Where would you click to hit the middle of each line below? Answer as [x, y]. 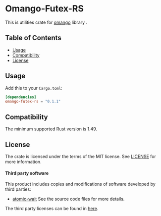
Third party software [27, 173]
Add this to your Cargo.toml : [34, 88]
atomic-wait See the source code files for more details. [68, 199]
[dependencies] [21, 97]
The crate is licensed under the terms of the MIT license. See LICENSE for [80, 156]
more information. [23, 162]
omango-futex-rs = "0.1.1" [33, 102]
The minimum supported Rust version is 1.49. [51, 129]
